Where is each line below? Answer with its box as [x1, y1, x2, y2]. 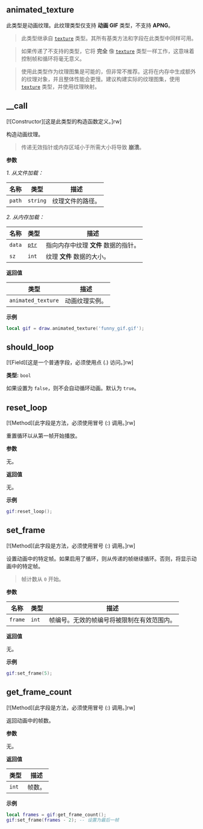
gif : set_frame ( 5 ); [6, 670, 53, 677]
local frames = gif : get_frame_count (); [6, 811, 107, 818]
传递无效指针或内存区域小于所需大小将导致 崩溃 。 [21, 143, 145, 151]
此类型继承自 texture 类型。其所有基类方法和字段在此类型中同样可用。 [21, 34, 197, 42]
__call [6, 101, 28, 111]
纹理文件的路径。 [52, 197, 101, 205]
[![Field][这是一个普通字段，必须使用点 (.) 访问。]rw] [6, 359, 134, 366]
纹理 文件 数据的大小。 [45, 252, 110, 261]
